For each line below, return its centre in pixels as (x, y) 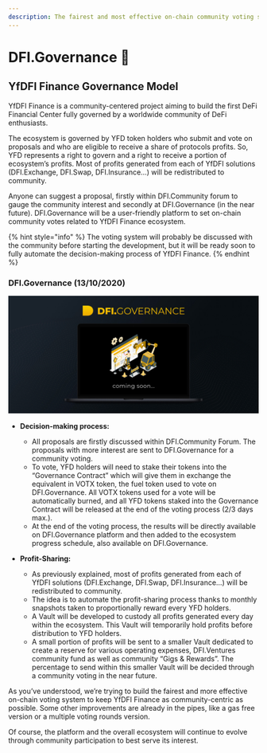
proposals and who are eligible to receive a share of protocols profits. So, (128, 147)
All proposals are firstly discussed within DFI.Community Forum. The (144, 441)
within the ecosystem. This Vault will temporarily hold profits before (142, 625)
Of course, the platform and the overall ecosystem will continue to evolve (128, 732)
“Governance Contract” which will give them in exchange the (132, 476)
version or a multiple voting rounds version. (79, 716)
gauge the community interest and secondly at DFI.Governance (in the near (132, 204)
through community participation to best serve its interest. (103, 740)
